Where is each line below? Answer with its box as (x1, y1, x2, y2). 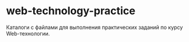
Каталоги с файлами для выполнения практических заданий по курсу (6, 24, 183, 31)
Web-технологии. (6, 30, 50, 37)
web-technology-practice (6, 4, 136, 18)
